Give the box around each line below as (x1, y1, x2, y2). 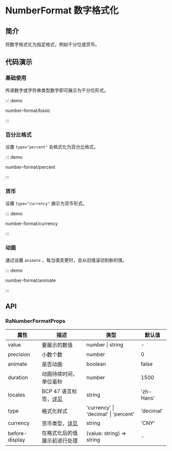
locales (8, 391, 26, 399)
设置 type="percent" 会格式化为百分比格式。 (5, 143, 99, 149)
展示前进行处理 (41, 437, 78, 444)
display (8, 436, 26, 443)
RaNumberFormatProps (5, 317, 66, 324)
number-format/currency (5, 220, 58, 227)
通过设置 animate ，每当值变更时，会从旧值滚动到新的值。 (5, 257, 127, 263)
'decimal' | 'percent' (86, 410, 135, 418)
